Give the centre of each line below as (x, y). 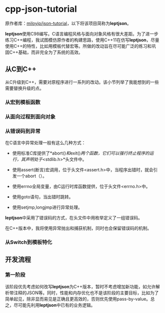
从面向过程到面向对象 (30, 117)
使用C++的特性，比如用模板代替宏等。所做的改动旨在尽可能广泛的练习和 (78, 46)
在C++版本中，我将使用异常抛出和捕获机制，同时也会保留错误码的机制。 (78, 228)
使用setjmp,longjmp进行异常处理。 (47, 207)
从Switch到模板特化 (29, 242)
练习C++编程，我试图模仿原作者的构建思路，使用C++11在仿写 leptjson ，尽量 (82, 40)
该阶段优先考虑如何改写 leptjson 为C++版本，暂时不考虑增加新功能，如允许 (80, 286)
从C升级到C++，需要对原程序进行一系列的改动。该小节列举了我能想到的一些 (82, 82)
